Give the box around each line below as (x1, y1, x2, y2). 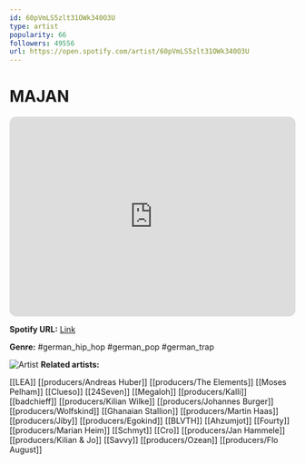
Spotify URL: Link (9, 324, 76, 335)
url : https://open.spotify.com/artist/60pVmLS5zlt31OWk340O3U (9, 47, 250, 56)
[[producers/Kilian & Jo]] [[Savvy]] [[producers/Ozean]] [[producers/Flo (9, 435, 279, 446)
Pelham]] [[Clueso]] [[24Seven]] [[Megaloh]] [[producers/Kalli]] (9, 387, 248, 398)
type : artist (9, 22, 59, 31)
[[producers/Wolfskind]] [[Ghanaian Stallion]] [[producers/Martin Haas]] (9, 406, 279, 417)
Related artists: (40, 360, 100, 370)
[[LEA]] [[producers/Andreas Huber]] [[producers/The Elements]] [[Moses (9, 377, 288, 388)
